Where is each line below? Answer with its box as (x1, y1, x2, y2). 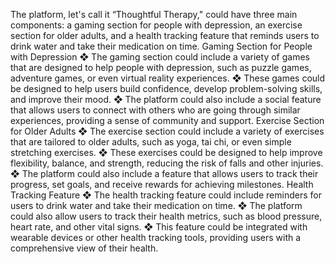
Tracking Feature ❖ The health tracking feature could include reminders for (10, 189, 322, 201)
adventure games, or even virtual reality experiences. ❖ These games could (10, 72, 326, 84)
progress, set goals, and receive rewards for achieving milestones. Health (10, 179, 314, 190)
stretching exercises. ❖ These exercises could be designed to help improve (10, 147, 323, 158)
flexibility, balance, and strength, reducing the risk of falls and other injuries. (10, 157, 324, 169)
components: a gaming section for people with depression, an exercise (10, 19, 303, 31)
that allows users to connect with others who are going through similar (10, 104, 301, 116)
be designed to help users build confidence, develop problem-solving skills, (10, 83, 323, 94)
